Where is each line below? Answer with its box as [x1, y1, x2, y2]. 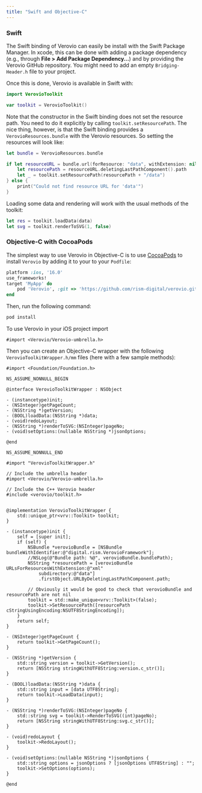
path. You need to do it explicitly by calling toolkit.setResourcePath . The [6, 119, 188, 126]
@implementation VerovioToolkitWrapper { [6, 508, 112, 514]
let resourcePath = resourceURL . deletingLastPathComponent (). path [17, 167, 187, 173]
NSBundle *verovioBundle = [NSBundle [28, 545, 122, 551]
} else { [6, 178, 28, 184]
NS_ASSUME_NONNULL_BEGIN [6, 376, 69, 382]
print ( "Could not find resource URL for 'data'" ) [17, 184, 144, 190]
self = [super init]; [17, 534, 71, 540]
